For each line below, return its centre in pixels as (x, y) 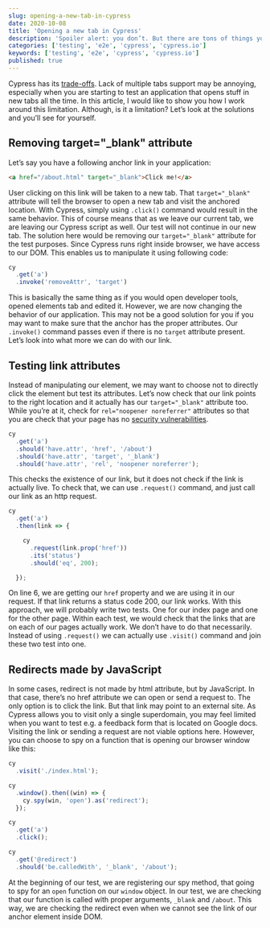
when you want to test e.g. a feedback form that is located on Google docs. (133, 723)
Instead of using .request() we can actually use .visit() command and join (135, 636)
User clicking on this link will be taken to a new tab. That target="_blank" (129, 192)
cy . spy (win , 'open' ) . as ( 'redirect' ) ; (86, 800)
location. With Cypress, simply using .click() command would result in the (133, 209)
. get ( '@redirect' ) (47, 859)
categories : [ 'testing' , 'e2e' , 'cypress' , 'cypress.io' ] (107, 46)
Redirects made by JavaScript (85, 669)
